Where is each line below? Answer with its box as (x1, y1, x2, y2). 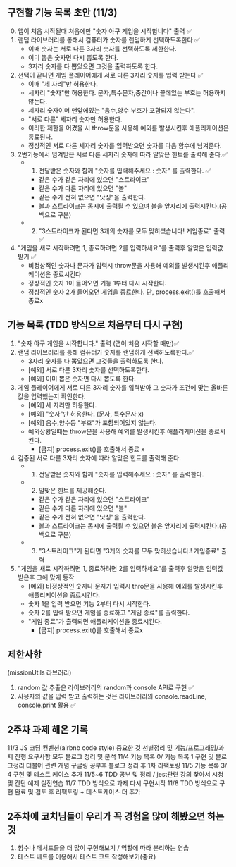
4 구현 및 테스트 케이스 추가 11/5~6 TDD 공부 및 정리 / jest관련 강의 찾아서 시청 (7, 770, 224, 779)
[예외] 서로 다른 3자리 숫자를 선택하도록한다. (27, 365, 150, 374)
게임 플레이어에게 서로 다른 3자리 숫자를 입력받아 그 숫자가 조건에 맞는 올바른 (17, 383, 228, 391)
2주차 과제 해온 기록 (7, 723, 88, 735)
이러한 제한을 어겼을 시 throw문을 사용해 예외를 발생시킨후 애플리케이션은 (27, 123, 229, 132)
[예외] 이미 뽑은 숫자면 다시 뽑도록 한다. (27, 374, 136, 383)
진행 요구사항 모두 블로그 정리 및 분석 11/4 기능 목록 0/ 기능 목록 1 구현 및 (14, 753, 214, 761)
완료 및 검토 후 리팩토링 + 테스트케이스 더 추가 (14, 788, 141, 797)
